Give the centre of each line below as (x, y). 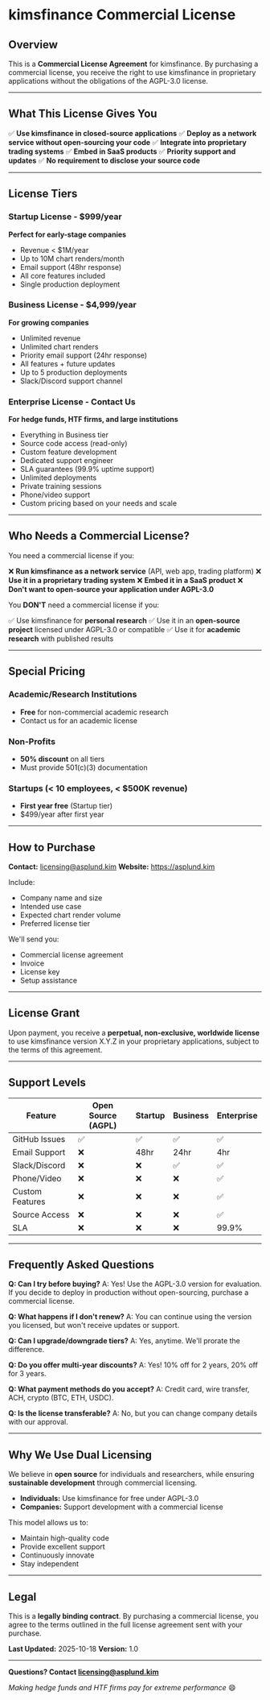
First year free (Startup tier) (66, 806)
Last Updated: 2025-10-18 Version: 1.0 (74, 1649)
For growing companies (49, 322)
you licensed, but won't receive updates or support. (94, 1326)
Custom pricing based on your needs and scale (98, 503)
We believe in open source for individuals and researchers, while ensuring (131, 1475)
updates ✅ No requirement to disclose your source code (104, 160)
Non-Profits (32, 741)
